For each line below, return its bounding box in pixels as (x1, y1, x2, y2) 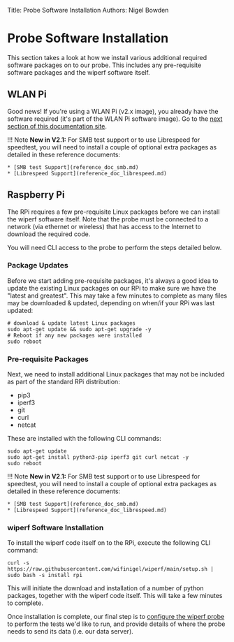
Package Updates (7, 261, 68, 270)
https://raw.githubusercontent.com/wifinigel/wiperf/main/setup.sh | (7, 566, 214, 573)
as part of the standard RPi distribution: (7, 377, 120, 386)
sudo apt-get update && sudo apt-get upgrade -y (7, 326, 152, 333)
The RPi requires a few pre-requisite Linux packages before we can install (7, 207, 220, 216)
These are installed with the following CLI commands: (7, 435, 162, 443)
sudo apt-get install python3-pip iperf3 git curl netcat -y (7, 454, 189, 461)
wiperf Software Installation (7, 523, 104, 533)
